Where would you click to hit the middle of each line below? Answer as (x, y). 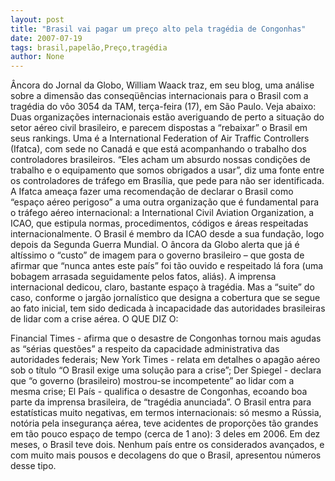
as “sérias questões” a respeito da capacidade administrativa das (145, 349)
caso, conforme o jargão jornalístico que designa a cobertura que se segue (165, 298)
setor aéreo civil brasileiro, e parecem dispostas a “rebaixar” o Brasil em (159, 128)
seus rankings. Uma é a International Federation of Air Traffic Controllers (160, 138)
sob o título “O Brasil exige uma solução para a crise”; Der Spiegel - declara (166, 370)
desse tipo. (33, 466)
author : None (37, 57)
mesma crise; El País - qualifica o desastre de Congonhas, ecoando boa (159, 392)
